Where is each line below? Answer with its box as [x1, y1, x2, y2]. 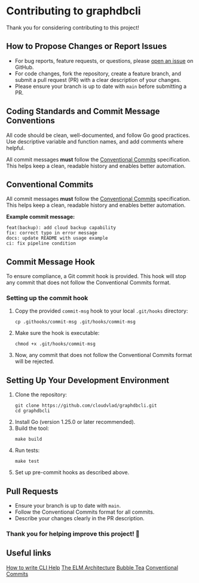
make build [14, 437, 42, 442]
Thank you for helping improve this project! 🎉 [6, 530, 140, 538]
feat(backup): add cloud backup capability [6, 225, 117, 231]
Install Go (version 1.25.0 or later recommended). [14, 419, 136, 426]
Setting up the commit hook [6, 294, 88, 303]
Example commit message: [6, 213, 75, 221]
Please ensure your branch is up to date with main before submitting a [14, 83, 187, 90]
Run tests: [14, 447, 40, 454]
